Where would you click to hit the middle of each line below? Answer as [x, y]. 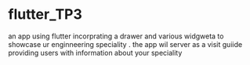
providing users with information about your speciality [95, 52]
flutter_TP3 [45, 14]
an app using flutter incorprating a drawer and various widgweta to [116, 36]
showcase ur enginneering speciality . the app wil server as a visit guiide [125, 44]
